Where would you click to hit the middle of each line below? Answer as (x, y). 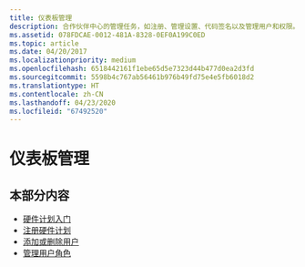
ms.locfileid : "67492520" (58, 111)
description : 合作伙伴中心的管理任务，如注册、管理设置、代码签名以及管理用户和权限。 (155, 26)
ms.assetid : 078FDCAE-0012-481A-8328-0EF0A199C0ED (107, 35)
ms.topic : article (44, 43)
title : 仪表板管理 (41, 18)
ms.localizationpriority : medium (73, 60)
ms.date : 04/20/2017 (49, 52)
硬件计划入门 (46, 219)
